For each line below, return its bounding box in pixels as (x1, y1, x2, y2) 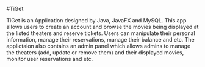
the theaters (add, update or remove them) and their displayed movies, (6, 49, 184, 56)
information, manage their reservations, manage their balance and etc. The (6, 36, 195, 43)
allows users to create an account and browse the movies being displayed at (6, 24, 199, 30)
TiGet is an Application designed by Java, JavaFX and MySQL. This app (6, 17, 187, 24)
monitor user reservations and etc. (6, 56, 93, 62)
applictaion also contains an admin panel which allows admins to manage (6, 42, 191, 49)
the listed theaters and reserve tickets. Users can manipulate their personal (6, 30, 195, 37)
